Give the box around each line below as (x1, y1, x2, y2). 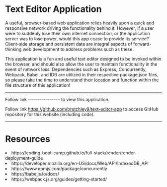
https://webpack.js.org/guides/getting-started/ (11, 176, 107, 182)
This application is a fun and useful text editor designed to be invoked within (5, 56, 162, 62)
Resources (5, 133, 51, 145)
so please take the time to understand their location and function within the (5, 77, 159, 83)
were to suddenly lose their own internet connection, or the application (5, 30, 150, 36)
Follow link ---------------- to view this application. (5, 96, 110, 102)
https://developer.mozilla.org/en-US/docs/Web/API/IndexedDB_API (11, 160, 149, 166)
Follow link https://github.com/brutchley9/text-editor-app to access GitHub (5, 106, 159, 112)
